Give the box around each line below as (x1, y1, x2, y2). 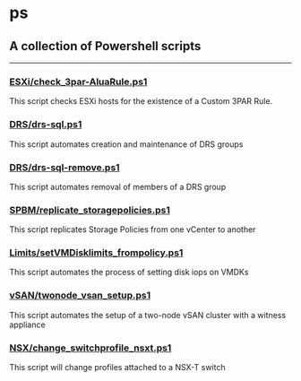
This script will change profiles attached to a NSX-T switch (9, 362, 226, 373)
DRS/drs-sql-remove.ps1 (9, 160, 120, 173)
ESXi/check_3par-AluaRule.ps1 (9, 75, 148, 88)
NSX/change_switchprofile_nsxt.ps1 (9, 342, 172, 354)
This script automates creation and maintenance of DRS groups (9, 138, 244, 150)
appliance (9, 319, 47, 330)
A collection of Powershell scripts (9, 39, 202, 54)
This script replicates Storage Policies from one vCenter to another (9, 224, 256, 235)
